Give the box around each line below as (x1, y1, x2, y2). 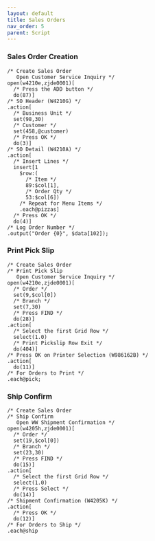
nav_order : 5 (7, 23, 45, 30)
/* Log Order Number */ (7, 224, 75, 231)
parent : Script (7, 29, 51, 36)
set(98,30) (13, 115, 45, 122)
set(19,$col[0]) (13, 437, 60, 444)
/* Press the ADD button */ (13, 85, 94, 93)
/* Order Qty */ (25, 188, 72, 195)
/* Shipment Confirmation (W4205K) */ (7, 498, 118, 505)
